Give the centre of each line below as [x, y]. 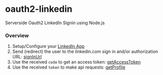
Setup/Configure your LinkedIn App [48, 46]
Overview [17, 36]
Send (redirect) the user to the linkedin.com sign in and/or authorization [85, 52]
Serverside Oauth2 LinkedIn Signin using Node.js [55, 23]
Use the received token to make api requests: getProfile [69, 67]
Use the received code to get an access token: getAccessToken [76, 62]
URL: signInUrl [27, 57]
